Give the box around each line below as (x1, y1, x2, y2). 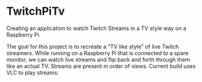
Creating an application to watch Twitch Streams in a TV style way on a (6, 24, 187, 32)
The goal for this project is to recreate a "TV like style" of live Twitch (6, 43, 179, 50)
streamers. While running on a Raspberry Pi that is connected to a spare (6, 49, 189, 56)
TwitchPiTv (6, 4, 65, 18)
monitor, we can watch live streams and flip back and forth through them (6, 56, 190, 63)
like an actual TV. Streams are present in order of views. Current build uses (6, 62, 196, 70)
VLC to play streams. (6, 69, 60, 76)
